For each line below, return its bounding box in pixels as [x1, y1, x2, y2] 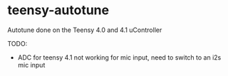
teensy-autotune [7, 2, 109, 18]
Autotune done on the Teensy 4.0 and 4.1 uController [7, 26, 162, 34]
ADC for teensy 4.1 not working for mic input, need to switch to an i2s [17, 53, 222, 62]
